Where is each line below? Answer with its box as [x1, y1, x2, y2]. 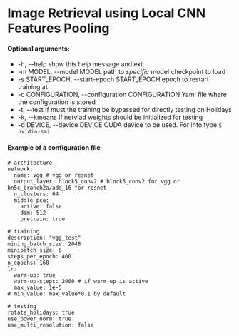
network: [7, 166, 34, 173]
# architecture [7, 159, 53, 166]
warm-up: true [14, 271, 56, 279]
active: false [20, 203, 62, 210]
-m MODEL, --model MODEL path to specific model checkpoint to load [17, 68, 226, 76]
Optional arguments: [7, 44, 70, 53]
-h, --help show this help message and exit [17, 60, 145, 68]
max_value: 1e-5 [14, 284, 62, 291]
